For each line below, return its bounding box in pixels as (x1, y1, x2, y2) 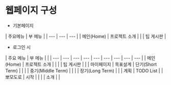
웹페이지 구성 (5, 5, 57, 16)
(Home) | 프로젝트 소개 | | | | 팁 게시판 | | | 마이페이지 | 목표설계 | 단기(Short (5, 61, 157, 67)
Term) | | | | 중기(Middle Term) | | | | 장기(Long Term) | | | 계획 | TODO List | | (5, 67, 163, 74)
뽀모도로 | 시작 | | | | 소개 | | (5, 74, 60, 80)
